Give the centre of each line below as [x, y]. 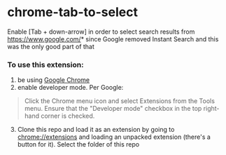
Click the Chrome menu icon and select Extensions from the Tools [120, 101]
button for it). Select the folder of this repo [78, 144]
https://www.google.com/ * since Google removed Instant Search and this [113, 39]
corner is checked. [68, 116]
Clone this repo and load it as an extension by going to [96, 130]
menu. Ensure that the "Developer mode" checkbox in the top [113, 109]
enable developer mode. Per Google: [70, 88]
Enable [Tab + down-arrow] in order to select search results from [101, 32]
